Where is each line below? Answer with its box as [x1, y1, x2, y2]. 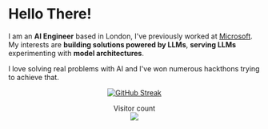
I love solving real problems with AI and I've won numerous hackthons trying [8, 63, 260, 73]
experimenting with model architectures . [8, 48, 145, 58]
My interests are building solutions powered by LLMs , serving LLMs [8, 39, 237, 49]
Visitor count [113, 103, 156, 113]
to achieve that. [8, 72, 60, 82]
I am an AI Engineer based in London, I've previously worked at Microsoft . [8, 31, 254, 41]
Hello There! [8, 5, 92, 23]
